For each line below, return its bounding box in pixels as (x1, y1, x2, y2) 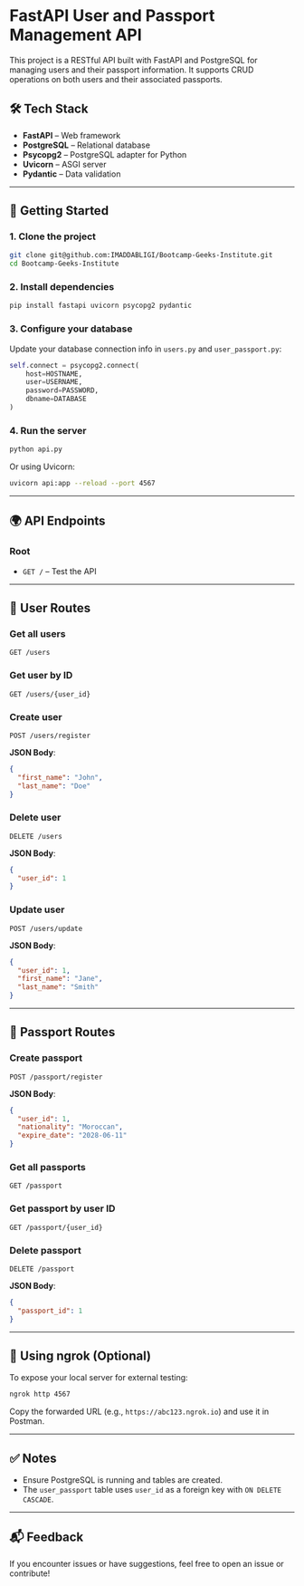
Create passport (9, 1052, 83, 1064)
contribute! (9, 1568, 51, 1579)
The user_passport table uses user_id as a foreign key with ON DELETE (22, 1485, 282, 1495)
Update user (9, 903, 65, 916)
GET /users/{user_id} (9, 689, 91, 698)
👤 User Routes (9, 601, 91, 616)
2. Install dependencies (9, 281, 115, 293)
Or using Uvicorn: (9, 461, 75, 472)
